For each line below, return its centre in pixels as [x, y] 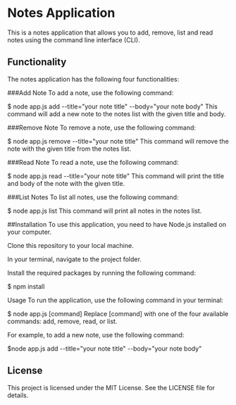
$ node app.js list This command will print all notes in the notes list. [105, 211]
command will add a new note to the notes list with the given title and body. [117, 113]
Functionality [37, 62]
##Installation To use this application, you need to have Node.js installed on [117, 224]
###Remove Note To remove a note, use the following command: [101, 127]
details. [18, 395]
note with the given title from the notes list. [69, 149]
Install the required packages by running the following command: [101, 273]
